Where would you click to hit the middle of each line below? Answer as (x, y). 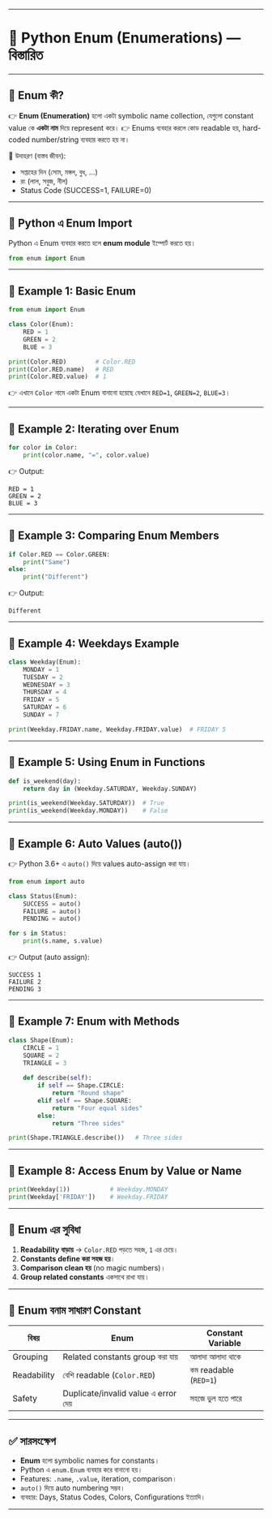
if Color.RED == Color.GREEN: (59, 554)
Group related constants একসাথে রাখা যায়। (85, 1277)
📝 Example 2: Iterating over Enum (94, 429)
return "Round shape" (88, 1093)
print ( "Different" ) (56, 577)
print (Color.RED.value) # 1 (57, 377)
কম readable (212, 1370)
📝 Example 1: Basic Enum (72, 291)
